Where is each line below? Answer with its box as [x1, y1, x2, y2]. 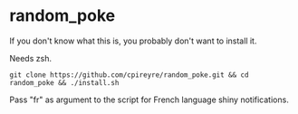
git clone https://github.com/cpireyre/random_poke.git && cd [9, 70, 249, 80]
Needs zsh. [9, 52, 53, 63]
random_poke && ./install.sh [9, 78, 120, 87]
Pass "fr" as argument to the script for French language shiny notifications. [9, 94, 290, 105]
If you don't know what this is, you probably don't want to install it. [9, 35, 257, 46]
